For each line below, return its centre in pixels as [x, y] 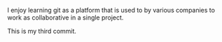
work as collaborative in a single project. [65, 17]
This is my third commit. [42, 31]
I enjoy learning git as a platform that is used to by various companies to [111, 10]
